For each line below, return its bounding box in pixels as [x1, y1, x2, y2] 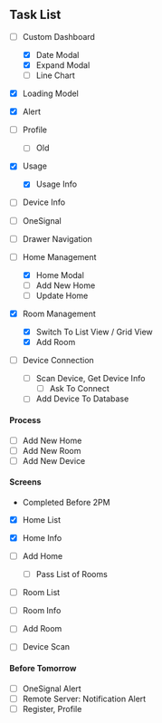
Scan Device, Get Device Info [35, 373, 146, 384]
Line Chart [35, 70, 75, 81]
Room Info [22, 605, 62, 616]
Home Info [22, 532, 62, 543]
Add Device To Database [35, 393, 129, 404]
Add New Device [22, 455, 86, 466]
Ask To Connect [49, 383, 110, 394]
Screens [9, 477, 42, 487]
